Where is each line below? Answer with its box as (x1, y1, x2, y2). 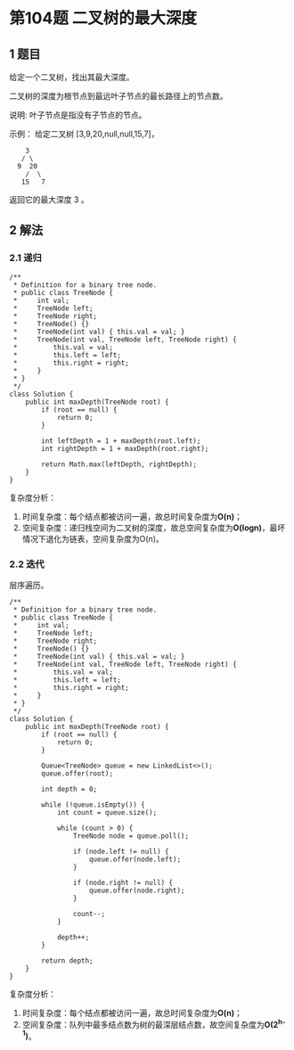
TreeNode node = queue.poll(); (72, 831, 190, 841)
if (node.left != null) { (72, 847, 169, 856)
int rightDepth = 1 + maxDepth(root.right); (41, 444, 209, 453)
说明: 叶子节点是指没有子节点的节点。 (9, 110, 147, 120)
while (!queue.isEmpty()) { (41, 800, 145, 809)
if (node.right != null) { (72, 878, 174, 887)
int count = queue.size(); (56, 808, 158, 816)
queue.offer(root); (41, 768, 114, 778)
